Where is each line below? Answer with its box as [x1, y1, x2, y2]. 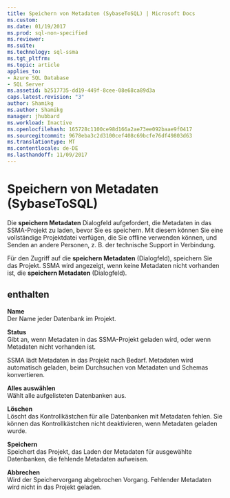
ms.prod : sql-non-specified [7, 29, 88, 37]
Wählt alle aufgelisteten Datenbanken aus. [7, 391, 127, 399]
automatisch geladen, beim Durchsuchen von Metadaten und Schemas [7, 363, 209, 372]
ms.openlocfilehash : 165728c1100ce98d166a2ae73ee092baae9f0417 [7, 126, 193, 133]
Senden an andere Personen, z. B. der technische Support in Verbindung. [7, 240, 216, 249]
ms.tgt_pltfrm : [7, 55, 51, 62]
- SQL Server [7, 81, 45, 88]
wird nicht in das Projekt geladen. [7, 483, 102, 491]
